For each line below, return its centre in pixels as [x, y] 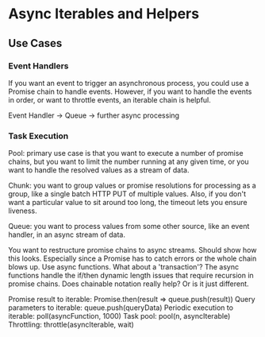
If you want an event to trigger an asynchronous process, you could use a [129, 83]
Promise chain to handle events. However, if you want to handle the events [130, 91]
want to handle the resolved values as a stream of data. [99, 170]
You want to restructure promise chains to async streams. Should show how [132, 250]
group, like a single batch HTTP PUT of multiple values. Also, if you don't [127, 194]
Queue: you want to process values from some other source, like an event [129, 227]
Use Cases [35, 43]
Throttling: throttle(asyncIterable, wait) [71, 325]
